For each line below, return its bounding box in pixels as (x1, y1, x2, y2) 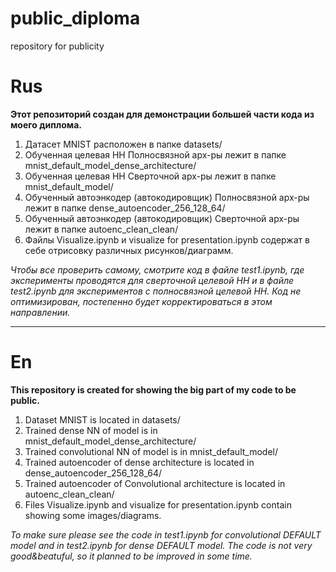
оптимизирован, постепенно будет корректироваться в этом (10, 295, 273, 307)
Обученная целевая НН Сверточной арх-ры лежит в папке (24, 170, 277, 182)
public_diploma (10, 7, 141, 30)
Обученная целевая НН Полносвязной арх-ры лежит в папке (24, 148, 287, 161)
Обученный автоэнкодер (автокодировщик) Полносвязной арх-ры (24, 191, 310, 203)
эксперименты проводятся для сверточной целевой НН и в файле (10, 274, 295, 286)
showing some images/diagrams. (24, 509, 162, 521)
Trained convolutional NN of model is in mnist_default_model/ (24, 445, 279, 457)
